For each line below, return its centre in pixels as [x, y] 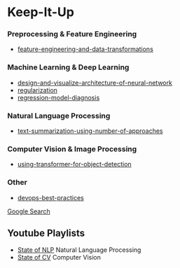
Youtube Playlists [46, 233]
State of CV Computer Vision [59, 258]
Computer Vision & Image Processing [72, 149]
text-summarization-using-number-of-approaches [90, 131]
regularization [37, 90]
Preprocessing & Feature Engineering [72, 34]
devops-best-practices [50, 197]
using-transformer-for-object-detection [74, 164]
